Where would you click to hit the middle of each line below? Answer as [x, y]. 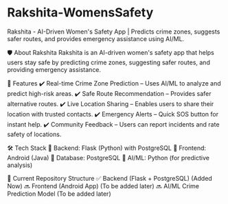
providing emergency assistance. [54, 69]
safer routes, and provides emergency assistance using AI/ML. [96, 38]
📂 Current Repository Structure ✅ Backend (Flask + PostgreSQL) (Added [110, 178]
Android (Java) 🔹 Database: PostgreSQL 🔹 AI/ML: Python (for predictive [108, 157]
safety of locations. [34, 134]
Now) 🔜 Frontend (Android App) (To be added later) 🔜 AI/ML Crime [103, 186]
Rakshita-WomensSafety [80, 13]
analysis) [20, 165]
